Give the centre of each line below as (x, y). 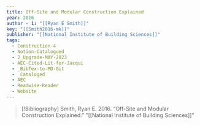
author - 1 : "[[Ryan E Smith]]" (48, 23)
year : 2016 (20, 18)
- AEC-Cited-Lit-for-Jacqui (48, 63)
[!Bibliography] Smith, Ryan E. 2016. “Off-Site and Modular (95, 109)
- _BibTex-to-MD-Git (38, 69)
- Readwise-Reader (36, 86)
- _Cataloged (29, 74)
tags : (13, 40)
